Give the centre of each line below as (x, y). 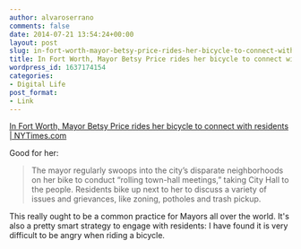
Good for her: (34, 153)
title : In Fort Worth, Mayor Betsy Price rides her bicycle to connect (146, 59)
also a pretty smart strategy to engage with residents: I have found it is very (149, 226)
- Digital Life (38, 84)
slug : (19, 51)
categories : (31, 76)
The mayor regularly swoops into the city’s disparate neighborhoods (157, 170)
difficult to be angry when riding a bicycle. (87, 236)
